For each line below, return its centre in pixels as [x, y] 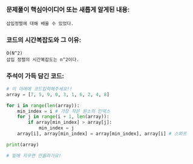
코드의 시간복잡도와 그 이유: [44, 40]
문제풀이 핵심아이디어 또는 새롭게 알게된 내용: [68, 9]
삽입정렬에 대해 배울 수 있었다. [40, 24]
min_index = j [56, 128]
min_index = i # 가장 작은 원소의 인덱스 [64, 111]
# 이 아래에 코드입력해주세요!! [39, 89]
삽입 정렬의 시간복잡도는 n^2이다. [43, 60]
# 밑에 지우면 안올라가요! [34, 155]
